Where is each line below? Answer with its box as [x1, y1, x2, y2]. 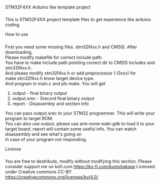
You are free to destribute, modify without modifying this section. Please [5, 158, 152, 164]
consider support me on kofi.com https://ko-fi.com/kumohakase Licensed [5, 164, 155, 170]
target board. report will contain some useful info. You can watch [5, 126, 137, 132]
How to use [5, 32, 29, 37]
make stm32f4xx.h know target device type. [5, 75, 95, 81]
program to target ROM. [5, 115, 53, 121]
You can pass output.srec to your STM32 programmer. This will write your [5, 110, 155, 116]
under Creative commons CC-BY [5, 169, 72, 175]
